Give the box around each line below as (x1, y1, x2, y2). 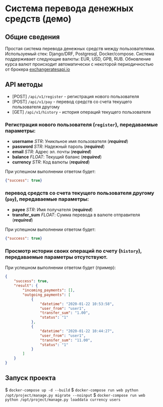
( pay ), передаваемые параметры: (5, 196, 89, 203)
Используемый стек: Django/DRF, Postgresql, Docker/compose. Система (5, 51, 155, 57)
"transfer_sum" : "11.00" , (39, 338, 92, 343)
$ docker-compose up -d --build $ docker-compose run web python (5, 387, 139, 393)
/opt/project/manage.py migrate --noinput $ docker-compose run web (5, 392, 145, 398)
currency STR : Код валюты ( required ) (12, 159, 90, 165)
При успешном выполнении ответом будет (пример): (5, 265, 116, 271)
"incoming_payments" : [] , (22, 288, 75, 293)
